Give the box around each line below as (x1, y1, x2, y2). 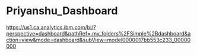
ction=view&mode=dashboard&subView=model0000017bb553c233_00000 (6, 36, 191, 43)
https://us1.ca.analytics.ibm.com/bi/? (6, 24, 96, 31)
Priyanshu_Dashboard (6, 4, 118, 18)
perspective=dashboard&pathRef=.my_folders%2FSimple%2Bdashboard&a (6, 30, 191, 37)
